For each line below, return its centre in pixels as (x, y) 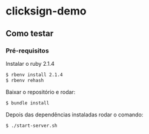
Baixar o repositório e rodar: (41, 92)
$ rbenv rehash (25, 80)
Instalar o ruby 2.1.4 (30, 63)
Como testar (30, 33)
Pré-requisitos (27, 51)
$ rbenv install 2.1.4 (34, 75)
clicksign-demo (46, 11)
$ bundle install (28, 103)
